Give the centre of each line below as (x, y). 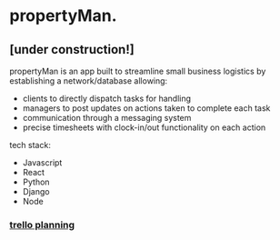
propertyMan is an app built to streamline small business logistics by (138, 71)
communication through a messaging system (107, 118)
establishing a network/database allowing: (89, 81)
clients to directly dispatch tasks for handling (107, 98)
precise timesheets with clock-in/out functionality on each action (144, 127)
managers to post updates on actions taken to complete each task (146, 108)
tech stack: (30, 145)
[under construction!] (72, 50)
